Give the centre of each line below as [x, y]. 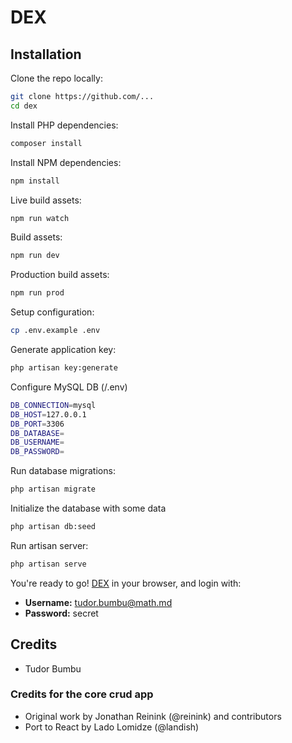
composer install [46, 143]
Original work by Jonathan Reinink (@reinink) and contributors [153, 716]
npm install [35, 181]
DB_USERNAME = [37, 442]
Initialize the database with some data [88, 508]
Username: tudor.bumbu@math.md [98, 602]
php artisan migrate [53, 489]
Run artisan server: [49, 545]
